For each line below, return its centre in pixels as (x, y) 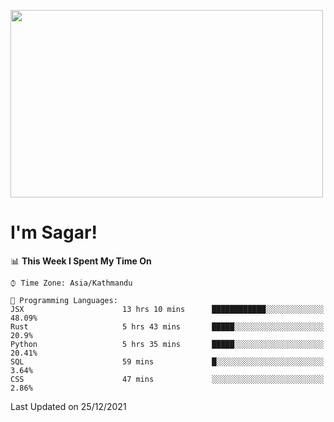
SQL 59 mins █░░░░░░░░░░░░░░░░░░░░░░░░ (167, 361)
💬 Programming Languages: (64, 300)
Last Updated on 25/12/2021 (68, 406)
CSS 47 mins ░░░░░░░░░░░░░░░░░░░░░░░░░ (167, 379)
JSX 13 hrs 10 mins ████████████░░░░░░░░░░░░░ (167, 309)
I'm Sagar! (54, 232)
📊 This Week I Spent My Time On (81, 261)
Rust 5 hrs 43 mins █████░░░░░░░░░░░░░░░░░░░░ (167, 326)
